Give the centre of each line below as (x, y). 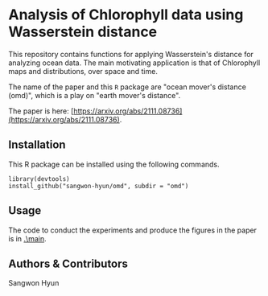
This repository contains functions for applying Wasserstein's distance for (131, 54)
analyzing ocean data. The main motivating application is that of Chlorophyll (134, 63)
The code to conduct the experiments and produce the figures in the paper (133, 230)
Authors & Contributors (68, 263)
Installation (37, 145)
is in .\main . (27, 238)
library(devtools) (39, 179)
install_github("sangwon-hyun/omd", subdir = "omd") (99, 186)
